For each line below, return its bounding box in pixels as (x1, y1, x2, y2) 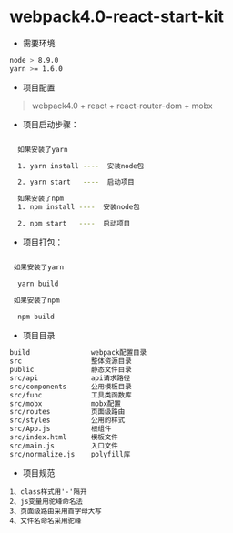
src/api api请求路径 (9, 373, 131, 383)
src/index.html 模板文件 (9, 433, 118, 442)
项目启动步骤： (22, 118, 79, 129)
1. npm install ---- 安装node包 (17, 203, 140, 212)
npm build (17, 312, 55, 322)
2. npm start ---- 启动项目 (17, 219, 131, 228)
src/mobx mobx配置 (9, 398, 121, 408)
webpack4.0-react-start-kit (9, 6, 225, 27)
